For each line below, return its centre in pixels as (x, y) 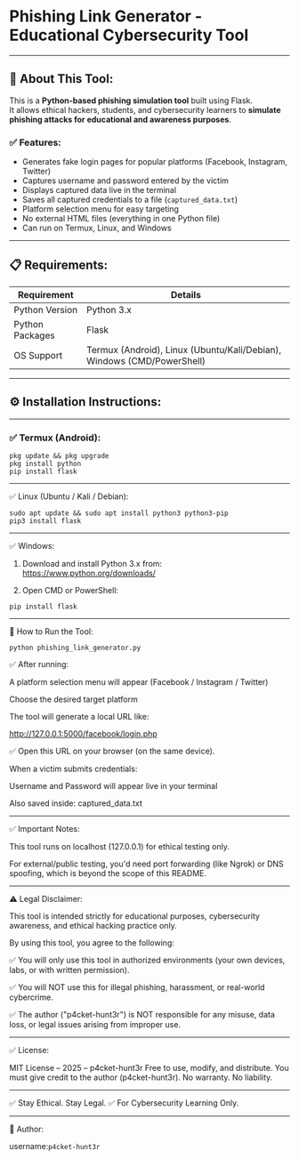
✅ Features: (36, 142)
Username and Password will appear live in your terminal (113, 785)
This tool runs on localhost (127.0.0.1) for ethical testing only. (119, 846)
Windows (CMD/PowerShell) (146, 360)
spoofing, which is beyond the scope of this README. (108, 873)
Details (186, 294)
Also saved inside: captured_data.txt (76, 803)
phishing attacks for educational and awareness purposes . (120, 119)
